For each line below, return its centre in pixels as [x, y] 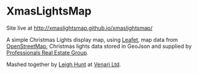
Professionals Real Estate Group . [47, 52]
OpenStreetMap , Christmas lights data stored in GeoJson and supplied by [99, 46]
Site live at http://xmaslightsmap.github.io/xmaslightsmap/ [79, 28]
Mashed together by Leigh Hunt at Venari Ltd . [64, 64]
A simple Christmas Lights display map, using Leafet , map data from [92, 39]
